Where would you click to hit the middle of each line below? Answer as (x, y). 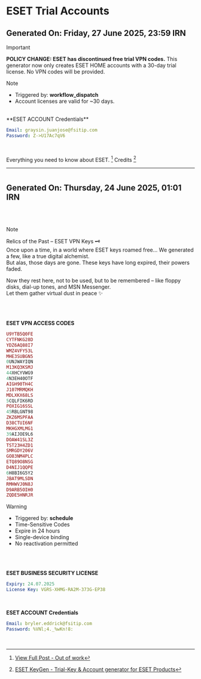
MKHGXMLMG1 (20, 429)
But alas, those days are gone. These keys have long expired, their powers (98, 263)
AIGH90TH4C (20, 384)
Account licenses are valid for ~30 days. (65, 101)
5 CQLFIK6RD (20, 401)
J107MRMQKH (20, 390)
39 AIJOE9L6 (20, 434)
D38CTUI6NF (20, 423)
